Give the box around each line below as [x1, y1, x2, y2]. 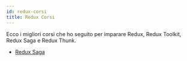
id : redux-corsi [6, 8, 47, 15]
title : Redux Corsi [6, 14, 55, 20]
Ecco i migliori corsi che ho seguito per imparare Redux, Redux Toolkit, [6, 30, 182, 37]
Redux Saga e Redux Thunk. [6, 37, 76, 44]
